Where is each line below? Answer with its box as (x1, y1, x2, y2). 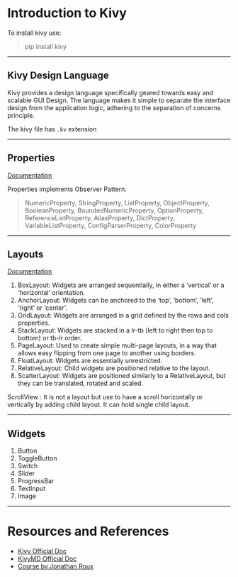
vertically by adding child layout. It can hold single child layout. (7, 400, 191, 409)
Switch (17, 462, 38, 470)
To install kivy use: (7, 28, 62, 37)
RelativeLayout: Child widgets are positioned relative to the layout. (17, 364, 210, 372)
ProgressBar (17, 477, 55, 485)
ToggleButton (17, 454, 57, 463)
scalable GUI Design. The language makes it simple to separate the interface (7, 96, 231, 104)
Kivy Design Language (7, 70, 110, 82)
